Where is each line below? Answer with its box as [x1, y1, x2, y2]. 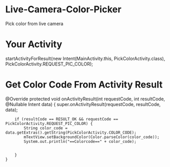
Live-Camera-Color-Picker [5, 4, 122, 15]
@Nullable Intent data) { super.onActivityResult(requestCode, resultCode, [5, 101, 161, 107]
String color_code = [24, 126, 68, 131]
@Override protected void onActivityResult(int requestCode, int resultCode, [5, 96, 165, 102]
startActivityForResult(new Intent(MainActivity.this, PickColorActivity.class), [5, 55, 165, 61]
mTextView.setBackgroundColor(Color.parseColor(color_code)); [24, 134, 160, 139]
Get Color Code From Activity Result [5, 79, 163, 91]
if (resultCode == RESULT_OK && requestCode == [14, 116, 118, 121]
